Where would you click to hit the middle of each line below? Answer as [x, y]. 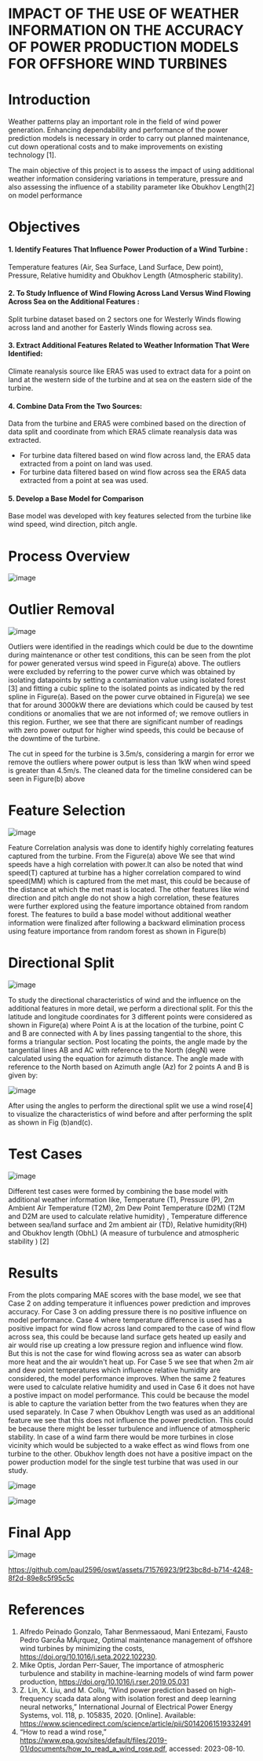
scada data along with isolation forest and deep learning [146, 1698]
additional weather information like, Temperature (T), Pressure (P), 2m [121, 1199]
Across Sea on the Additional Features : [74, 302]
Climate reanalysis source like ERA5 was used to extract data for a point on [130, 371]
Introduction [49, 100]
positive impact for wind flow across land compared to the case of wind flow [132, 1328]
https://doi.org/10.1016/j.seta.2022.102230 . [88, 1656]
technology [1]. [32, 155]
